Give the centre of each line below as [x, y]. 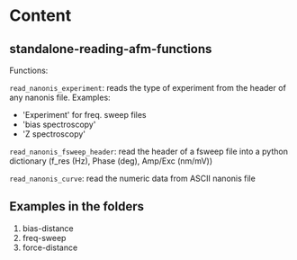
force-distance [50, 247]
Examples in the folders [76, 206]
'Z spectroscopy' [54, 134]
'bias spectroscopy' [59, 124]
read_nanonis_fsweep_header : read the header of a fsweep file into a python [148, 151]
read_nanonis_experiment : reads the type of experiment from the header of [148, 88]
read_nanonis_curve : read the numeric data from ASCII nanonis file [133, 178]
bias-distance [48, 228]
